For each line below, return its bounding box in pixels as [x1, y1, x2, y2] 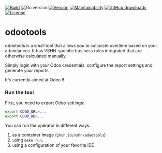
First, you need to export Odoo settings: [5, 100, 85, 106]
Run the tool [5, 89, 34, 95]
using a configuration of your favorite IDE [12, 142, 94, 148]
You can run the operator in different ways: [5, 122, 90, 128]
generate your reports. [5, 67, 50, 73]
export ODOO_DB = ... [5, 114, 44, 119]
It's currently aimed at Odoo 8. [5, 76, 66, 82]
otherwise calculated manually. [5, 53, 67, 59]
